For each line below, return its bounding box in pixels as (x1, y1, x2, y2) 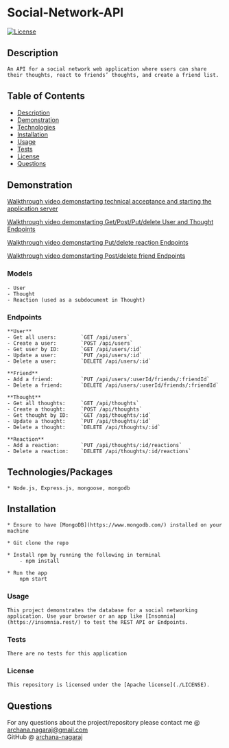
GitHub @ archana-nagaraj (7, 733, 83, 741)
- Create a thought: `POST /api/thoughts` (7, 406, 143, 413)
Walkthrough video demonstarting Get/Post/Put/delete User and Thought (7, 218, 214, 226)
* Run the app (7, 569, 48, 577)
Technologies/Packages (7, 466, 113, 478)
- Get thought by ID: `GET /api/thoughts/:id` (7, 411, 152, 419)
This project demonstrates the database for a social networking (7, 607, 197, 614)
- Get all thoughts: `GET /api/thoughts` (7, 400, 139, 407)
